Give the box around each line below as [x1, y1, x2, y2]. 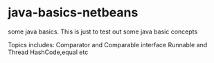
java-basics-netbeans [8, 5, 139, 21]
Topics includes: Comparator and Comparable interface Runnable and [8, 40, 208, 49]
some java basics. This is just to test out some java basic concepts [8, 27, 198, 36]
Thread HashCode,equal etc [8, 48, 89, 56]
